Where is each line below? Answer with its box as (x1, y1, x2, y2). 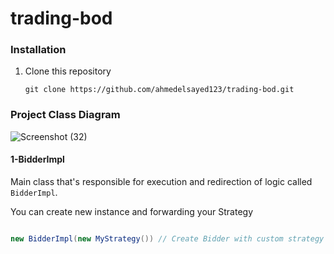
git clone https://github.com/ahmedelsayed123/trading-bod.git (24, 85, 295, 95)
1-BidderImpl (10, 153, 65, 166)
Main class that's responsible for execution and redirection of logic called (10, 175, 313, 187)
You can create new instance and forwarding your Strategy (10, 205, 254, 217)
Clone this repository (24, 65, 112, 77)
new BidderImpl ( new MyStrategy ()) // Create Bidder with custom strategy (10, 233, 325, 244)
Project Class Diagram (10, 108, 121, 122)
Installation (10, 43, 67, 57)
